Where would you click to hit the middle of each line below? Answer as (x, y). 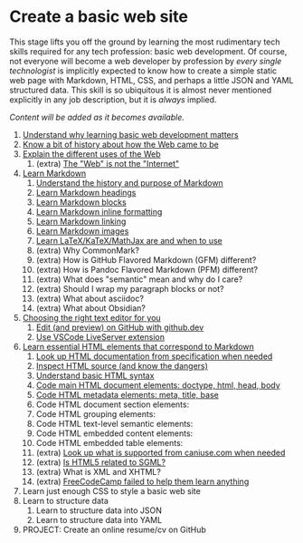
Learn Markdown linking (81, 221)
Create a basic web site (99, 17)
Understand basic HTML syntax (95, 375)
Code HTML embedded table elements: (109, 442)
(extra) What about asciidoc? (90, 298)
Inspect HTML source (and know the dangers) (122, 365)
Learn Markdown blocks (81, 202)
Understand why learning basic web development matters (130, 134)
